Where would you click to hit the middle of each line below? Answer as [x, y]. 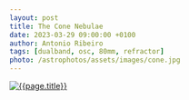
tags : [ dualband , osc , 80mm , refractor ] [87, 52]
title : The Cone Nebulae [56, 26]
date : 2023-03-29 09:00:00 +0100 [73, 35]
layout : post [34, 18]
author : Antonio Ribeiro [56, 43]
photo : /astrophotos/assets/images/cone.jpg [95, 60]
